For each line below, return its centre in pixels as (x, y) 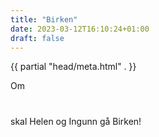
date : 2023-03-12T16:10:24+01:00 (80, 29)
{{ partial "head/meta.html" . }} (73, 67)
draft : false (37, 38)
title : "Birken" (44, 19)
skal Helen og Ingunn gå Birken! (76, 121)
